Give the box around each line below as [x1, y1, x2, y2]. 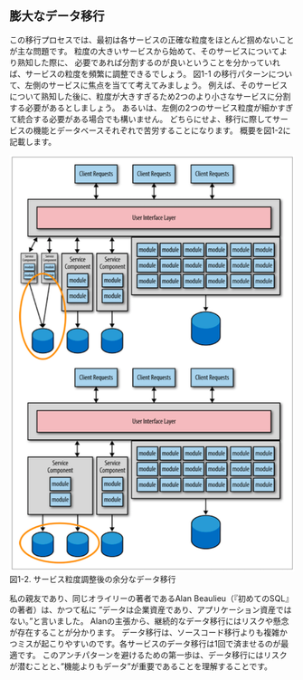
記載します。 [9, 136, 57, 147]
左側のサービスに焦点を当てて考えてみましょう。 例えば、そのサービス [24, 80, 288, 91]
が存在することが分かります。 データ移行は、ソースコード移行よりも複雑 [9, 627, 280, 638]
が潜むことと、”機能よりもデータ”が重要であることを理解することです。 [9, 661, 273, 672]
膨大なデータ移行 [9, 8, 105, 24]
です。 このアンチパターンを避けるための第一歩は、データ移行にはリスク [16, 650, 288, 661]
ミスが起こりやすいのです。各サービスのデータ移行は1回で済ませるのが [16, 638, 281, 649]
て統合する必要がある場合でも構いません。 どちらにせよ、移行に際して [9, 113, 273, 124]
